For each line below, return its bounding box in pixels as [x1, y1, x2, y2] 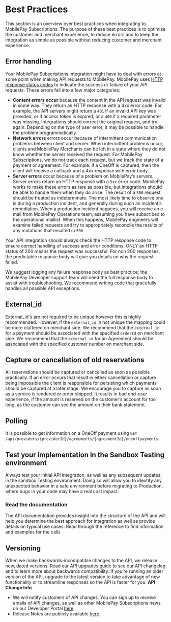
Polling [5, 416, 28, 425]
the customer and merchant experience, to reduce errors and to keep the [5, 31, 159, 37]
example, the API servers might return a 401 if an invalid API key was [12, 107, 156, 114]
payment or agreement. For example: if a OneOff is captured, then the [12, 162, 159, 168]
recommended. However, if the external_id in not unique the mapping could [5, 319, 165, 325]
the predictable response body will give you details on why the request [5, 253, 154, 259]
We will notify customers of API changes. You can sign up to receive [12, 594, 156, 601]
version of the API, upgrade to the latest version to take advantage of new [5, 574, 160, 580]
